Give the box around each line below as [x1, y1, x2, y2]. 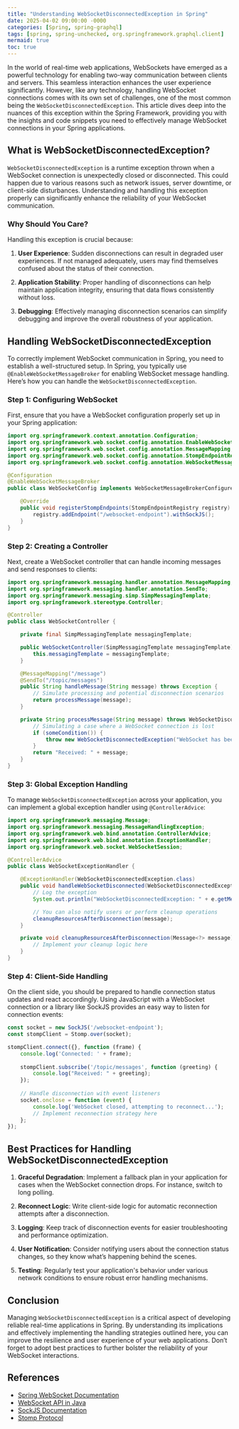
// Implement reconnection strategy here [33, 1110, 158, 1117]
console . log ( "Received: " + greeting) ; [33, 1070, 152, 1077]
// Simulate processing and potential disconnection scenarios [33, 690, 224, 697]
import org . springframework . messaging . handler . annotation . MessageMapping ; [7, 578, 234, 585]
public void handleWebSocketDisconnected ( [20, 882, 148, 890]
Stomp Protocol [17, 1413, 64, 1422]
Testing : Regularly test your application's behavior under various [17, 1266, 208, 1275]
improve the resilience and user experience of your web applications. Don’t [7, 1336, 228, 1344]
